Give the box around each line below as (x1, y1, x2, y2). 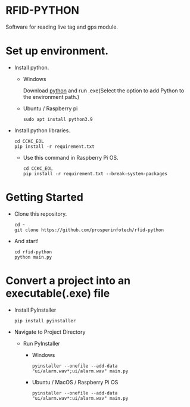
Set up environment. (5, 44, 109, 58)
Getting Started (5, 191, 84, 204)
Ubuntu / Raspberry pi (23, 105, 78, 112)
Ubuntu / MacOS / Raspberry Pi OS (32, 378, 119, 386)
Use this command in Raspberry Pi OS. (23, 154, 119, 161)
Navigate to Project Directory (14, 328, 86, 335)
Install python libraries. (14, 126, 71, 134)
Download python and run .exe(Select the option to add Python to (23, 87, 185, 94)
